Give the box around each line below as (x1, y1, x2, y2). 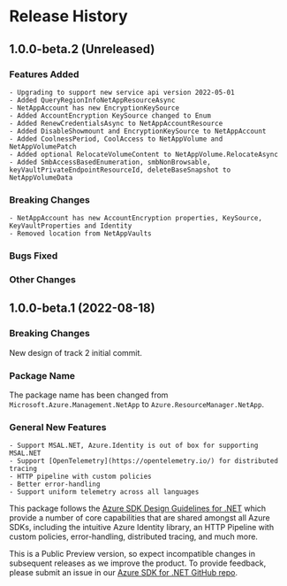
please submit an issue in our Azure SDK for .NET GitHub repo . (9, 567, 238, 578)
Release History (9, 6, 128, 27)
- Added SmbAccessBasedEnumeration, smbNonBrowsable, (9, 158, 212, 166)
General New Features (9, 420, 107, 433)
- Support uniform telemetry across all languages (9, 488, 200, 497)
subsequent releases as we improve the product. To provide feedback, (9, 558, 267, 568)
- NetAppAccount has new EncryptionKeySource (9, 104, 179, 112)
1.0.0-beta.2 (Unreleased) (9, 42, 155, 57)
